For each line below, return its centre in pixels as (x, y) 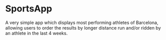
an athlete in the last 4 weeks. (37, 33)
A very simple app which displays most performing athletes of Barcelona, (82, 22)
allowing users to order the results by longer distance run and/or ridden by (83, 27)
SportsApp (29, 9)
